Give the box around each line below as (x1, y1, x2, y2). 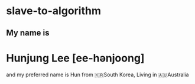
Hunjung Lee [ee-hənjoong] (6, 51, 145, 64)
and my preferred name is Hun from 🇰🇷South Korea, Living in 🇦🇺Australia (6, 71, 189, 78)
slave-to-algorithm (6, 4, 102, 18)
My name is (6, 28, 50, 38)
